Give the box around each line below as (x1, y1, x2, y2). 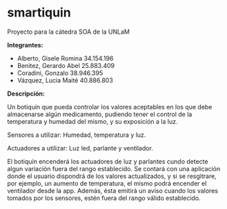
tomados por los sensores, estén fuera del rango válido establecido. (7, 194, 201, 202)
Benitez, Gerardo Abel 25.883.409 (17, 61, 115, 69)
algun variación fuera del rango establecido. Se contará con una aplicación (7, 164, 221, 173)
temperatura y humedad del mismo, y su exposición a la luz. (7, 117, 178, 125)
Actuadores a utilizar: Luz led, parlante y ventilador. (7, 144, 154, 152)
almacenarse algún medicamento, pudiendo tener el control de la (7, 110, 193, 118)
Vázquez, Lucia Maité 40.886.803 (17, 76, 114, 84)
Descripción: (7, 89, 45, 98)
